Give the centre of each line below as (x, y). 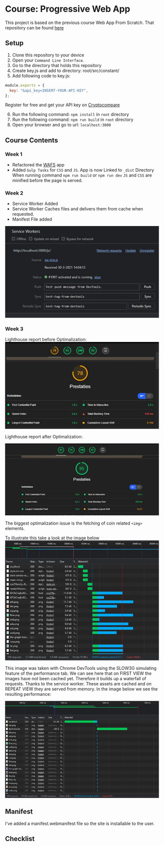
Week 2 (14, 193)
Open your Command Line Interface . (48, 60)
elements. (15, 528)
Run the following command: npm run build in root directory (73, 120)
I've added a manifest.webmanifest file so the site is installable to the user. (80, 823)
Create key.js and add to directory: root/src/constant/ (66, 70)
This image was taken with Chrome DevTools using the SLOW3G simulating (81, 668)
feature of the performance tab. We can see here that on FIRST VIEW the (78, 673)
